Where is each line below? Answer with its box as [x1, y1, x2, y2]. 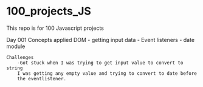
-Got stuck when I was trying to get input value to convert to [17, 60, 184, 66]
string [6, 65, 23, 71]
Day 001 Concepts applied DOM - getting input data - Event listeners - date [6, 36, 195, 43]
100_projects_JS [6, 4, 91, 18]
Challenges [6, 54, 34, 60]
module [6, 43, 26, 50]
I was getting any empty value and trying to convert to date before [17, 70, 198, 77]
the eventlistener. [17, 75, 67, 82]
